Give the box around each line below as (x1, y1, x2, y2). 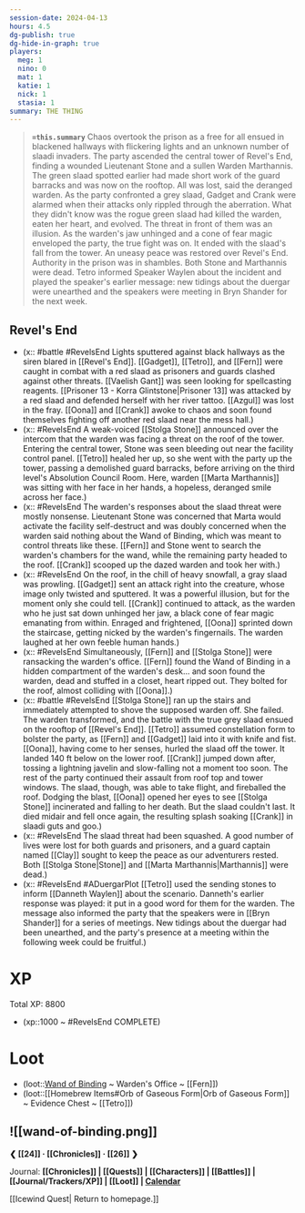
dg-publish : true (9, 30, 76, 39)
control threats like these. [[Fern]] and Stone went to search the (22, 540, 262, 551)
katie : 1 (17, 81, 51, 90)
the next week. (31, 296, 88, 307)
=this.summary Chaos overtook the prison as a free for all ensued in (31, 131, 285, 142)
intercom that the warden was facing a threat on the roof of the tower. (22, 433, 285, 444)
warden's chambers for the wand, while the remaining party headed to (22, 550, 288, 561)
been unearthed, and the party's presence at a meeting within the (22, 927, 270, 938)
